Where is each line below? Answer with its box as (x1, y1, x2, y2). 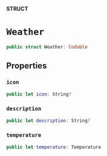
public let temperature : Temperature (6, 144, 102, 150)
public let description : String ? (6, 117, 91, 123)
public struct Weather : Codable (6, 44, 88, 50)
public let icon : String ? (6, 91, 71, 97)
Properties (6, 60, 47, 71)
